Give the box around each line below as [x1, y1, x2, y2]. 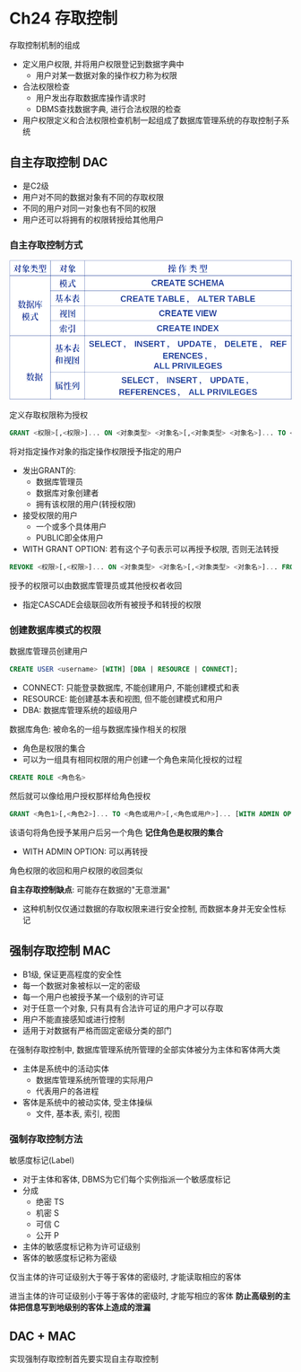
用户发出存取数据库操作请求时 [35, 92, 146, 103]
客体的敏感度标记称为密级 [21, 1253, 117, 1263]
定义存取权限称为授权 [9, 409, 88, 420]
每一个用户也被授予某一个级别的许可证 [21, 991, 164, 1002]
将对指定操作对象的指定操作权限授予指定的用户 [9, 446, 182, 457]
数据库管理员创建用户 [9, 646, 88, 656]
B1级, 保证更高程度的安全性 [21, 969, 123, 980]
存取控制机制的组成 [9, 40, 81, 50]
